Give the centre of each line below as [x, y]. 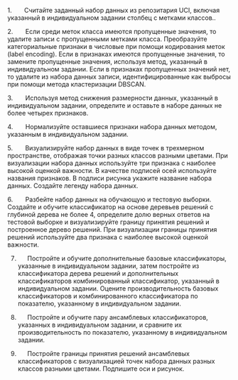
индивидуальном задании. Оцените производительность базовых [118, 289]
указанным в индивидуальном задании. [68, 134]
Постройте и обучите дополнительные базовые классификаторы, [127, 258]
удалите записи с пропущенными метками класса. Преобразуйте [107, 39]
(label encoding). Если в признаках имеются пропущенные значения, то [116, 54]
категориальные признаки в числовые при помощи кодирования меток [116, 46]
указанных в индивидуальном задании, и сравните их [100, 325]
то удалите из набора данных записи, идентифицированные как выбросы [119, 77]
